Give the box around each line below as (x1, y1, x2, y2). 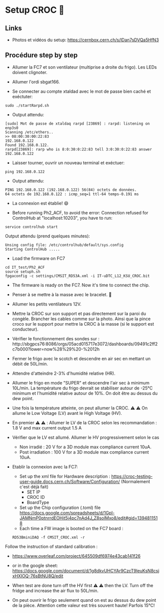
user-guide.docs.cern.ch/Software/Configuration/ (19, 478, 120, 485)
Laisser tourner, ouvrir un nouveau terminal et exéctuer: (12, 159, 125, 166)
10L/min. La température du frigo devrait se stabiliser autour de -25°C (12, 385, 153, 391)
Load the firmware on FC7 (12, 255, 65, 261)
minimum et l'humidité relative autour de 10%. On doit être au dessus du (12, 390, 158, 396)
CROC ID (26, 494, 45, 500)
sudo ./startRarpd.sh (5, 103, 49, 108)
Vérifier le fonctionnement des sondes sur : (12, 335, 99, 341)
